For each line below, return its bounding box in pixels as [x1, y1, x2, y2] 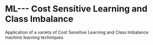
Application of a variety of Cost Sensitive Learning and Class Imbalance [5, 29, 149, 35]
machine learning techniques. [5, 34, 65, 40]
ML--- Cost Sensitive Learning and [5, 3, 148, 14]
